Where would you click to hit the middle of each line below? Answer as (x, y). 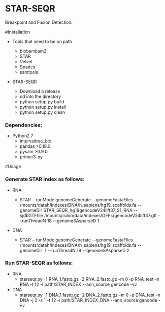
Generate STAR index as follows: (45, 179)
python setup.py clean (42, 112)
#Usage (13, 167)
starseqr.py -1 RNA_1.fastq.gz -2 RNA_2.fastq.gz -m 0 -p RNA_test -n (89, 279)
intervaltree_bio (35, 141)
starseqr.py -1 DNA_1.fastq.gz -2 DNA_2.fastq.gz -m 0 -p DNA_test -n (90, 295)
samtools (29, 72)
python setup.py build (42, 101)
